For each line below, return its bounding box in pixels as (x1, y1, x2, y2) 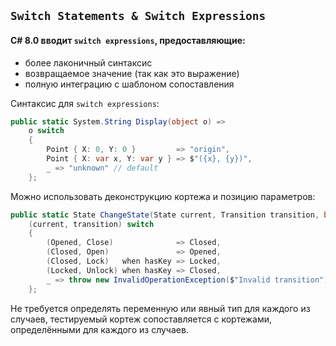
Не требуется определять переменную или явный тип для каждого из (10, 302, 311, 314)
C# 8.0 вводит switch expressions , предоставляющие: (10, 34, 246, 46)
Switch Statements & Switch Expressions (10, 9, 267, 24)
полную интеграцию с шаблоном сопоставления (24, 78, 235, 90)
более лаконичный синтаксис (24, 56, 153, 69)
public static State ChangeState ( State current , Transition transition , (10, 210, 320, 220)
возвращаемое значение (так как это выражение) (24, 67, 240, 79)
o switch (28, 126, 65, 136)
